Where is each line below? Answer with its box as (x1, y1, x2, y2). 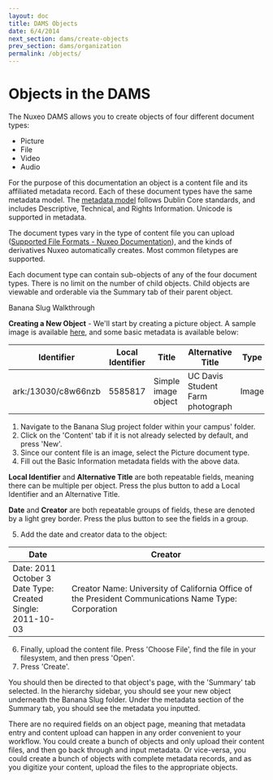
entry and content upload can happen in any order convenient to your (8, 727, 241, 737)
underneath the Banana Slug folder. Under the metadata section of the (8, 695, 245, 704)
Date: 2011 (12, 562, 57, 573)
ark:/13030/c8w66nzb (12, 386, 102, 397)
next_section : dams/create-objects (8, 34, 129, 43)
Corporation (71, 603, 118, 614)
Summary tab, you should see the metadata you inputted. (8, 703, 201, 712)
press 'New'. (19, 438, 63, 448)
